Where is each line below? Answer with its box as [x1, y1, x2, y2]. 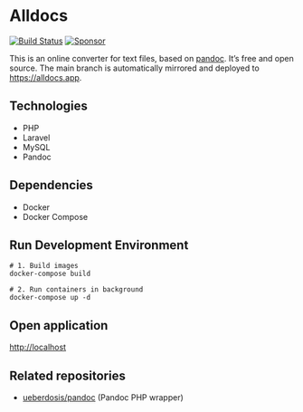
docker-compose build [9, 269, 91, 279]
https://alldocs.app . [9, 72, 82, 82]
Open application [9, 318, 109, 333]
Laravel [22, 132, 51, 143]
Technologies [9, 99, 89, 114]
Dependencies [9, 177, 93, 193]
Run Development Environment [9, 237, 189, 253]
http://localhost [9, 341, 66, 353]
